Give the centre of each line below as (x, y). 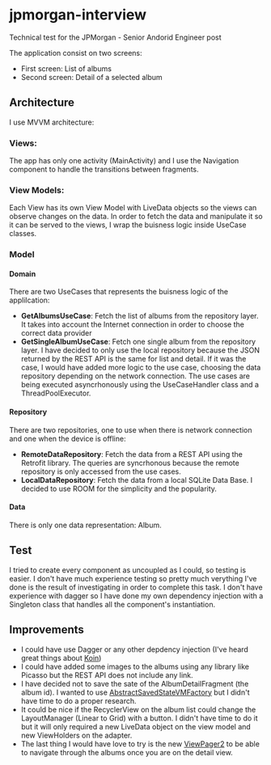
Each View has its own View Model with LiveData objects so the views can (133, 208)
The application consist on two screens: (76, 53)
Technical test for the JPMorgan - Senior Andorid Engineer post (115, 37)
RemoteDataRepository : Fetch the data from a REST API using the (132, 454)
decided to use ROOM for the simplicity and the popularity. (119, 488)
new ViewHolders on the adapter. (76, 735)
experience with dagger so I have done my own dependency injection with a (136, 595)
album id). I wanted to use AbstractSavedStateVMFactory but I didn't (135, 692)
